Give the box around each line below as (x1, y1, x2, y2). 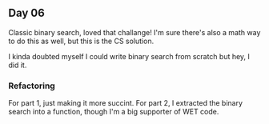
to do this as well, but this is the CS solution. (8, 36, 155, 46)
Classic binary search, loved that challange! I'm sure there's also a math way (8, 27, 261, 37)
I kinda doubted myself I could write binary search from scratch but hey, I (8, 51, 251, 61)
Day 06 (8, 6, 46, 20)
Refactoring (8, 80, 56, 91)
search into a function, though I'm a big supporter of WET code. (8, 107, 219, 117)
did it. (8, 60, 27, 70)
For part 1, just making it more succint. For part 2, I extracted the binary (8, 98, 243, 108)
